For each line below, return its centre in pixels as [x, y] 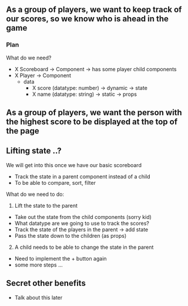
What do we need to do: [35, 194]
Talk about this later [38, 297]
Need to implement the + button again [61, 258]
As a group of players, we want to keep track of [94, 10]
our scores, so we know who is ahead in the [88, 19]
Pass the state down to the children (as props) [70, 235]
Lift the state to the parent [46, 205]
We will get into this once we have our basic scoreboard [74, 165]
